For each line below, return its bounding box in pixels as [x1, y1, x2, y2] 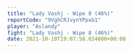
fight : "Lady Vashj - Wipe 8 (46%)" [7, 29, 114, 36]
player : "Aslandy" [7, 23, 61, 30]
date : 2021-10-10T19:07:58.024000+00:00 [7, 36, 127, 43]
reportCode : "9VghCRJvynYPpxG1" [7, 17, 101, 23]
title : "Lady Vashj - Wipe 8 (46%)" [7, 10, 114, 17]
